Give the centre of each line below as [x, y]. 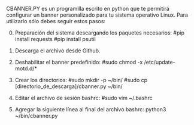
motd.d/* [26, 68]
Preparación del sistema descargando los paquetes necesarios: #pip [99, 33]
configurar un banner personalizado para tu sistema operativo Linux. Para [97, 15]
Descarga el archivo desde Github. [57, 51]
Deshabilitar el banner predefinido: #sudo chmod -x [79, 62]
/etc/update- [160, 62]
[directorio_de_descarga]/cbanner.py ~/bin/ [69, 86]
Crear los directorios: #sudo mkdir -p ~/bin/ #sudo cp [81, 80]
